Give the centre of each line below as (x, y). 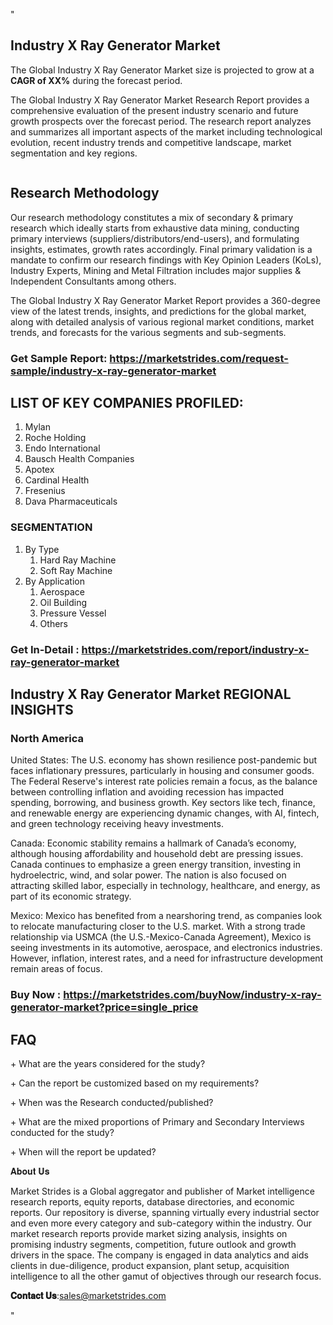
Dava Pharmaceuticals (71, 501)
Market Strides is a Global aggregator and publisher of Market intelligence (162, 1191)
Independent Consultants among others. (93, 281)
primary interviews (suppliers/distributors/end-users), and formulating (155, 238)
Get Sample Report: (59, 358)
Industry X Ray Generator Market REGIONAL (151, 694)
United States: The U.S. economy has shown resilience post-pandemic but (164, 760)
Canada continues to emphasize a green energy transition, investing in (155, 865)
